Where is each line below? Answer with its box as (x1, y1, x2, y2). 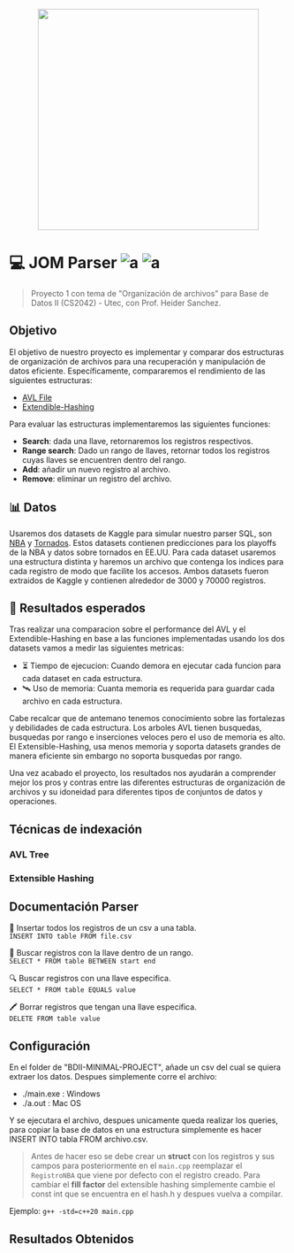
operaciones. (9, 796, 57, 807)
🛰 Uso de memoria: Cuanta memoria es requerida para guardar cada (21, 683, 275, 694)
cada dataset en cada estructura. (21, 673, 143, 684)
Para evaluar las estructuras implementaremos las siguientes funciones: (9, 419, 271, 429)
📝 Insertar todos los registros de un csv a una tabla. (9, 923, 197, 934)
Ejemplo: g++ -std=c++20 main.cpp (9, 1206, 134, 1217)
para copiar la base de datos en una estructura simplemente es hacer (9, 1125, 262, 1135)
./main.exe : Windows (21, 1088, 101, 1099)
